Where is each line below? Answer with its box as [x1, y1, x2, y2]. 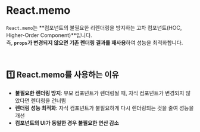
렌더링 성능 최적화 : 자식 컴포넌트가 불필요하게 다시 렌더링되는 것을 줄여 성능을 [14, 104, 194, 111]
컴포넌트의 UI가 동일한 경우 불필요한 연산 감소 [14, 119, 119, 126]
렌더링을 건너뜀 [30, 97, 67, 104]
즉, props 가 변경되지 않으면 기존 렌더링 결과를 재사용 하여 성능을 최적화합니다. [6, 39, 183, 46]
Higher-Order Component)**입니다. [6, 31, 92, 39]
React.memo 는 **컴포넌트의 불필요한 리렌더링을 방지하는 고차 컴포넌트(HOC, [6, 24, 182, 31]
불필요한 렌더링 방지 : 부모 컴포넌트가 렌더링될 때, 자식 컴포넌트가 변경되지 [14, 89, 185, 96]
